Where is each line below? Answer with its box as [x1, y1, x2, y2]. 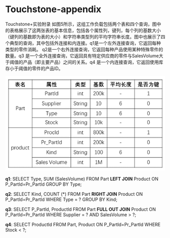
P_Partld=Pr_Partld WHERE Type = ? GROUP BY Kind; [5, 196, 118, 202]
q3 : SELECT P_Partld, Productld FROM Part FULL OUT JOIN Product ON [5, 206, 156, 212]
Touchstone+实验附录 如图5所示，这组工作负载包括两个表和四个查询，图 [5, 21, 157, 27]
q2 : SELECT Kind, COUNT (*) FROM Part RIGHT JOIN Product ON [5, 191, 143, 197]
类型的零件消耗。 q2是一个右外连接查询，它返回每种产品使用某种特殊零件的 [5, 46, 163, 52]
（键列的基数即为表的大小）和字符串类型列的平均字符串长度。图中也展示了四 [5, 33, 165, 40]
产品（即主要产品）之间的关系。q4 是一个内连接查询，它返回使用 [22, 59, 159, 65]
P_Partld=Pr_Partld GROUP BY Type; [5, 181, 82, 187]
